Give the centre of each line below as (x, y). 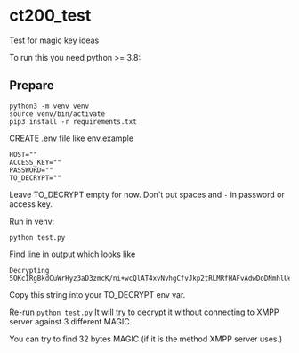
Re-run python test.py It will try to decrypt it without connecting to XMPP (144, 312)
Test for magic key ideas (54, 40)
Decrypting (29, 270)
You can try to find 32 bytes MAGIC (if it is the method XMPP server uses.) (146, 339)
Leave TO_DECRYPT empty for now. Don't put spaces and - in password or (147, 194)
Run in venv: (32, 221)
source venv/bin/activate (57, 114)
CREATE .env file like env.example (72, 138)
